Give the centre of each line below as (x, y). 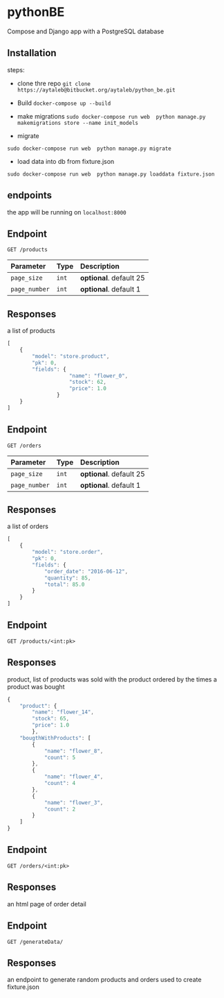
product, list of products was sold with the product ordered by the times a (112, 679)
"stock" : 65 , (51, 719)
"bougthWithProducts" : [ (55, 738)
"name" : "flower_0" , (99, 375)
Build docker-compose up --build (64, 103)
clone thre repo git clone (54, 83)
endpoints (30, 195)
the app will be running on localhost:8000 (67, 212)
